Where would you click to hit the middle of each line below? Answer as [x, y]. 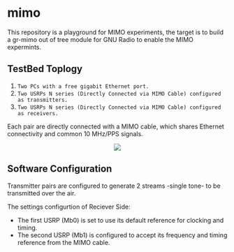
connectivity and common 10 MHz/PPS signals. [75, 133]
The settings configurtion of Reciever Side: [69, 207]
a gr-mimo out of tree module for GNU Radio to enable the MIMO [101, 39]
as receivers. [38, 113]
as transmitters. [43, 100]
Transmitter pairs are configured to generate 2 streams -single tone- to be [114, 186]
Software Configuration [60, 169]
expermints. [24, 47]
